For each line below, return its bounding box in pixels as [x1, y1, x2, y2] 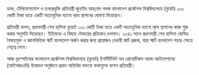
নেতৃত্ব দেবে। [7, 44, 28, 50]
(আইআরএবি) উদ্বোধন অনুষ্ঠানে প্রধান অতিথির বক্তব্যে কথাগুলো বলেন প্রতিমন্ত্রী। [7, 62, 136, 69]
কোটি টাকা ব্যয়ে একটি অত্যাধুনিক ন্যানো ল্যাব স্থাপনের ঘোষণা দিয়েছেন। [7, 12, 123, 18]
